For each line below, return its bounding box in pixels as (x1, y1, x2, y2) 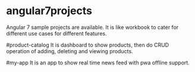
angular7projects (6, 4, 92, 18)
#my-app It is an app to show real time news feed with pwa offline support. (6, 59, 190, 66)
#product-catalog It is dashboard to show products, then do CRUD (6, 41, 169, 48)
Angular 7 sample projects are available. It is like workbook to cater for (6, 24, 179, 31)
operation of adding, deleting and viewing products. (6, 47, 133, 54)
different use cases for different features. (6, 30, 107, 37)
